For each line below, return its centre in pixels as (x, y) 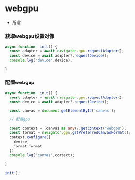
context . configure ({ (30, 137)
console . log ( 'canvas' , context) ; (42, 155)
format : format (28, 146)
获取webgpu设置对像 (30, 36)
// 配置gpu (20, 119)
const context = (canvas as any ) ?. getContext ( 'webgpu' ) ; (68, 128)
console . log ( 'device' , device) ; (41, 60)
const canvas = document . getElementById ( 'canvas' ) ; (63, 111)
